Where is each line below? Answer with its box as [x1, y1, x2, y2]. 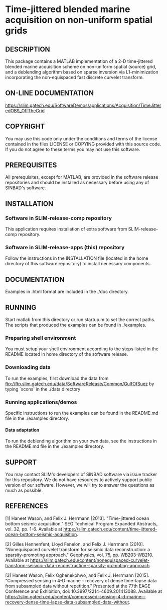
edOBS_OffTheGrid [5, 107, 45, 114]
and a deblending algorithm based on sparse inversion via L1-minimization [5, 69, 158, 75]
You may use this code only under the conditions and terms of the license [5, 135, 157, 141]
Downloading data [5, 364, 51, 371]
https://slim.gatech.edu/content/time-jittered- [63, 526, 157, 532]
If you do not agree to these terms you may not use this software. [5, 146, 140, 152]
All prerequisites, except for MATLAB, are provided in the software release [5, 174, 158, 180]
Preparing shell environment [5, 334, 76, 341]
